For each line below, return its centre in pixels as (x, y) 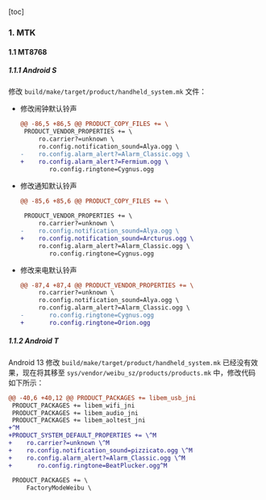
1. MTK (22, 32)
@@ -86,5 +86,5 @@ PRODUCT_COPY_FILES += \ (94, 124)
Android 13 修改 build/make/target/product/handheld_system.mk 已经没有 (130, 362)
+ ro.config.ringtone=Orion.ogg (85, 322)
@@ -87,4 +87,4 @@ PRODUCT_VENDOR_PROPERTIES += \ (107, 285)
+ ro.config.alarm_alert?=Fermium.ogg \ (94, 162)
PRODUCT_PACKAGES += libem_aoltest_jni (79, 420)
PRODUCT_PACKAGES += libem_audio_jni (75, 413)
